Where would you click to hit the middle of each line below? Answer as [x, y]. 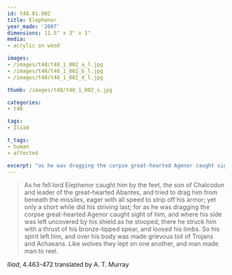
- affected [23, 153]
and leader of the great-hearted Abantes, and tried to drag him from [120, 192]
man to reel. [41, 251]
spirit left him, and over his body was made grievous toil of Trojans [119, 236]
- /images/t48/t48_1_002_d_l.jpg [55, 77]
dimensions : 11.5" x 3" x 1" [49, 33]
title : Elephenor [32, 20]
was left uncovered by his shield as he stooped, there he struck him [120, 222]
